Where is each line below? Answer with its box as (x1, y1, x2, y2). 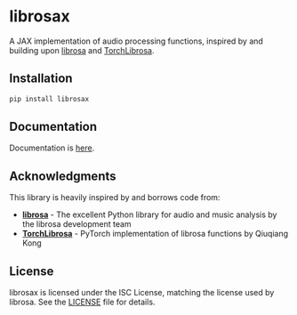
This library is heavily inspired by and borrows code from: (9, 192, 221, 203)
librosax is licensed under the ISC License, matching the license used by (9, 287, 275, 298)
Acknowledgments (9, 168, 117, 183)
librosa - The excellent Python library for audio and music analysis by (21, 209, 277, 220)
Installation (9, 71, 73, 86)
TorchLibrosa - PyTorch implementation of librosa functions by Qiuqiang (21, 229, 289, 239)
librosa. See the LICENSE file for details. (9, 296, 156, 308)
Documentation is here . (9, 142, 95, 153)
